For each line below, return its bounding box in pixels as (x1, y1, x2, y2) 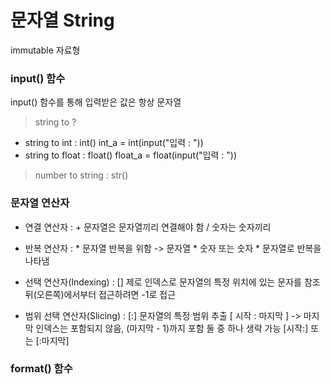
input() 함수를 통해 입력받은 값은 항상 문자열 (10, 96, 182, 108)
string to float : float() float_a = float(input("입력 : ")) (24, 149, 237, 161)
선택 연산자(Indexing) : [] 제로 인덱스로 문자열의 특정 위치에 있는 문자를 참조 (24, 276, 321, 288)
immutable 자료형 (10, 44, 81, 56)
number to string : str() (34, 169, 129, 181)
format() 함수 (10, 362, 73, 376)
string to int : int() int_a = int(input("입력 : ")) (24, 137, 204, 149)
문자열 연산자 (10, 196, 70, 210)
